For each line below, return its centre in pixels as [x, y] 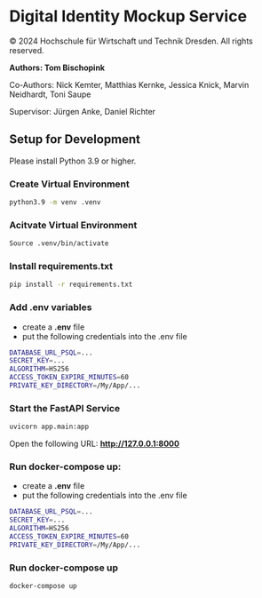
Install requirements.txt [61, 267]
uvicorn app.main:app [49, 427]
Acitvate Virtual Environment [73, 225]
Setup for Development [75, 140]
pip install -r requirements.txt [71, 285]
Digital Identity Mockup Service [128, 16]
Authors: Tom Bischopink [57, 68]
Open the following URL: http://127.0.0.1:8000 [95, 444]
